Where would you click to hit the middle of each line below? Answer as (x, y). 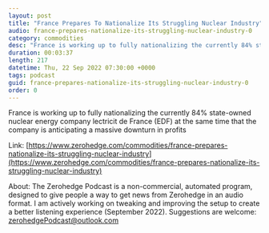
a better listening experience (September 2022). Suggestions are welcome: (132, 212)
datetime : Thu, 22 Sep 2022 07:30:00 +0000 (82, 68)
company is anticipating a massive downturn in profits (97, 130)
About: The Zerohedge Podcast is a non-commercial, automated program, (130, 187)
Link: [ (19, 146)
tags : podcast (32, 75)
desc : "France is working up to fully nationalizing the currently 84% (130, 46)
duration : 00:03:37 (41, 53)
